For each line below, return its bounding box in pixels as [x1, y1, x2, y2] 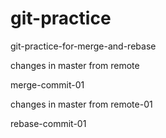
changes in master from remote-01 [10, 98, 153, 110]
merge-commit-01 [10, 78, 85, 91]
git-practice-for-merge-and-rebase [10, 40, 157, 52]
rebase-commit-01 [10, 117, 87, 129]
